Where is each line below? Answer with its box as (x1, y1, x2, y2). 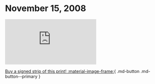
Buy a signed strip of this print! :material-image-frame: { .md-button (5, 68, 140, 74)
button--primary (5, 73, 38, 79)
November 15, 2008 (5, 3, 86, 14)
